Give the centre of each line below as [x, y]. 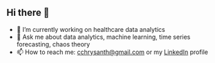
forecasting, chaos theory [53, 44]
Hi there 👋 [28, 13]
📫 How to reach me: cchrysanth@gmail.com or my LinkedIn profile [112, 52]
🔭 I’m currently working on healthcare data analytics [91, 29]
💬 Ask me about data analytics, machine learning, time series [103, 37]
